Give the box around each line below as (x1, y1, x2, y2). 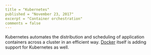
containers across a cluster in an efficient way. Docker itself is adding (5, 39, 147, 45)
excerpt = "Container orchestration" (5, 16, 83, 21)
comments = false (5, 20, 41, 26)
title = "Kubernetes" (5, 7, 50, 12)
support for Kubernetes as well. (5, 44, 69, 50)
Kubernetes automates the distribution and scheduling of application (5, 34, 145, 40)
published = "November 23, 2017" (5, 12, 74, 17)
